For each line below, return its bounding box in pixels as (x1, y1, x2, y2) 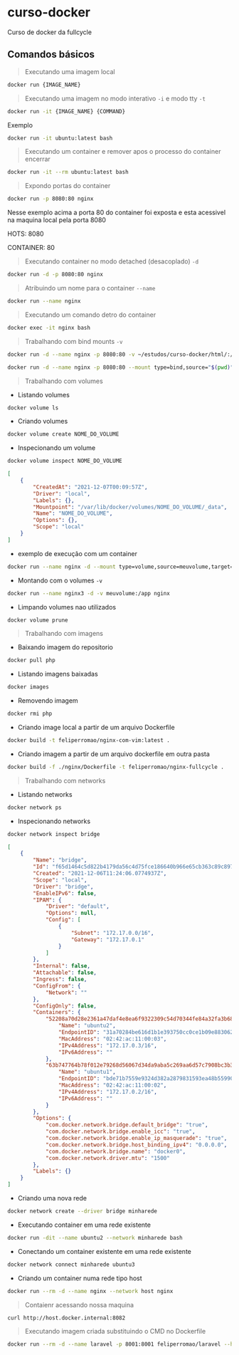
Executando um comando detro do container (24, 310, 156, 319)
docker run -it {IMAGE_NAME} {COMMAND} (7, 108, 126, 115)
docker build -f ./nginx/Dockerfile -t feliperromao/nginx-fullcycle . (7, 763, 224, 770)
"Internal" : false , (33, 963, 91, 970)
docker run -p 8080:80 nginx (7, 195, 94, 203)
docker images (7, 684, 50, 691)
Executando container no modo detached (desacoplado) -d (24, 257, 199, 266)
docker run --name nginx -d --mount (7, 563, 116, 570)
